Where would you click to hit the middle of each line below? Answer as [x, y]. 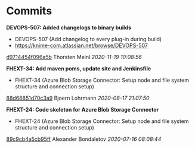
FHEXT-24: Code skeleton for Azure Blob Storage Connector [83, 109]
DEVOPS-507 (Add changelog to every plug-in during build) [88, 39]
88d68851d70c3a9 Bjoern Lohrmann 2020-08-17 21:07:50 [78, 98]
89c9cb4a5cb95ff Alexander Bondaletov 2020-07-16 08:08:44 [84, 139]
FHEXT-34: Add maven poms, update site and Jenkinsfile [79, 68]
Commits [29, 11]
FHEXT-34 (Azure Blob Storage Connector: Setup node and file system [102, 80]
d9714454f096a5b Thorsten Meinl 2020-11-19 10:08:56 [74, 57]
